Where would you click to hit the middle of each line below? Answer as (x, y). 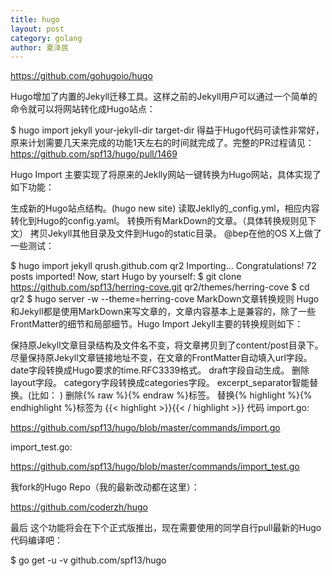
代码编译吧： (36, 540)
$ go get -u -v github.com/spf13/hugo (88, 560)
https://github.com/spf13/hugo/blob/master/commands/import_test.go (155, 467)
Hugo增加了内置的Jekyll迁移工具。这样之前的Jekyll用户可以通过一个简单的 (164, 97)
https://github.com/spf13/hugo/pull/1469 (94, 154)
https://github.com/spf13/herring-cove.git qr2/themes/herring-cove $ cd (160, 287)
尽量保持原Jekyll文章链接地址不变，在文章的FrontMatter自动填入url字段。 (161, 358)
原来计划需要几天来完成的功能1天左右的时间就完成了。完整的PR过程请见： (162, 143)
